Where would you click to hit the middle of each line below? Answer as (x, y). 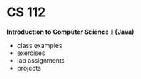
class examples (39, 45)
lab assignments (41, 60)
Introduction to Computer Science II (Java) (70, 32)
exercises (31, 53)
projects (29, 68)
